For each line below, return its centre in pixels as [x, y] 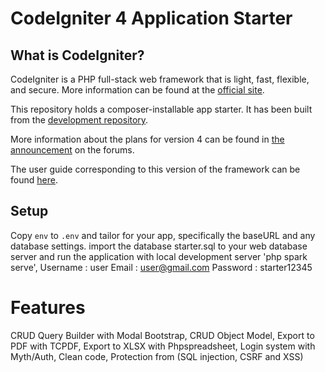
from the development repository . [79, 120]
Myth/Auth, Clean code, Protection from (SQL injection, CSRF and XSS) [157, 356]
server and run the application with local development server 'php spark [159, 256]
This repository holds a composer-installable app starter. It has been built [161, 109]
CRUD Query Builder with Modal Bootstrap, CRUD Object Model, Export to [162, 335]
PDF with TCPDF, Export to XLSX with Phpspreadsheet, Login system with [163, 346]
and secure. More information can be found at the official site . [137, 90]
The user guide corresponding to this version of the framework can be [155, 169]
